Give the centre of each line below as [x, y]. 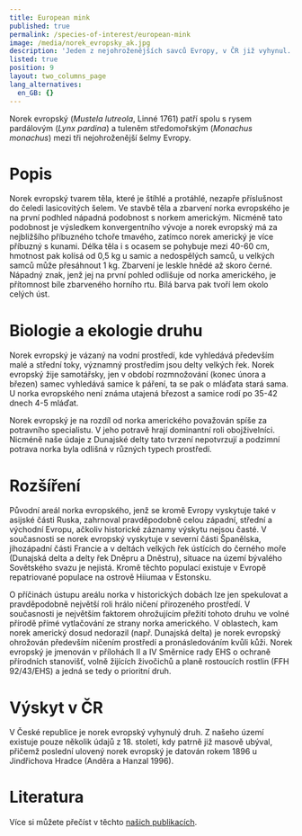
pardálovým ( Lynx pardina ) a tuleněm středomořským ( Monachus [131, 128]
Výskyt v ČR [56, 707]
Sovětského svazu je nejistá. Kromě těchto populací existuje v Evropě [138, 568]
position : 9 [31, 68]
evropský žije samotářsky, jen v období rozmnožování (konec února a [138, 375]
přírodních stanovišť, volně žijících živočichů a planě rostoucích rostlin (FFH [149, 662]
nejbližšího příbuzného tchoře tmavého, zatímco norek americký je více [142, 237]
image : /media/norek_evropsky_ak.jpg [80, 43]
